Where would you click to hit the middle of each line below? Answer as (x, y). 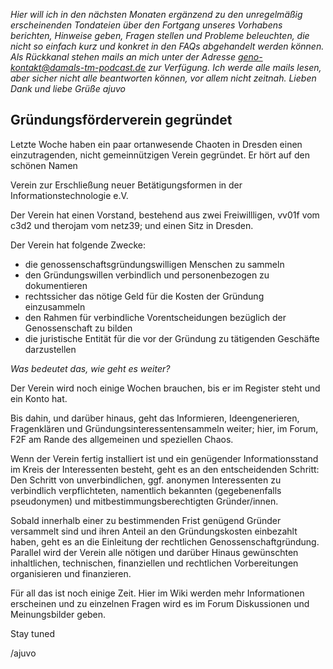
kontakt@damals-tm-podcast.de (78, 67)
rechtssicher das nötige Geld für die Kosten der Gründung (144, 296)
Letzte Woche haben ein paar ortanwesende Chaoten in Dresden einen (156, 144)
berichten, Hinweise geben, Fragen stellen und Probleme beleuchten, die (160, 35)
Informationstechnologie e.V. (69, 195)
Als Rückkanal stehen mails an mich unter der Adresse (123, 57)
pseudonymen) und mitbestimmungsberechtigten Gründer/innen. (144, 501)
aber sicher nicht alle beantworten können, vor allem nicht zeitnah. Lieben (163, 78)
